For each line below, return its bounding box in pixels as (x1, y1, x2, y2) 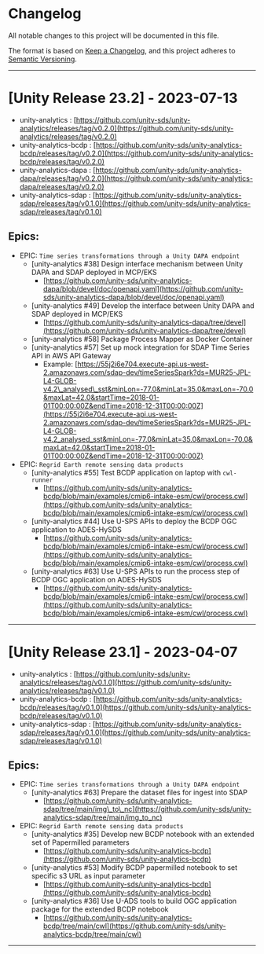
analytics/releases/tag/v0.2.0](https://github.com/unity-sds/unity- (19, 123, 234, 133)
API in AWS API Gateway (31, 350, 112, 360)
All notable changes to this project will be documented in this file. (8, 31, 220, 40)
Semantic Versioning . (8, 54, 77, 64)
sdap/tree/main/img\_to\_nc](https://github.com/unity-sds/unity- (42, 805, 252, 814)
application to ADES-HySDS (31, 524, 122, 534)
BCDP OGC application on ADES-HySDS (31, 574, 163, 584)
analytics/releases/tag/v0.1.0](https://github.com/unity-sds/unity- (19, 677, 232, 687)
